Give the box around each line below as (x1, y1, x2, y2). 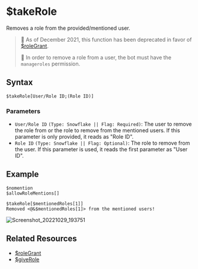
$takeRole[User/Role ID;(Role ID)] (6, 93, 94, 99)
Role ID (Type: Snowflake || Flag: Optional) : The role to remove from (14, 139, 190, 147)
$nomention (6, 185, 33, 191)
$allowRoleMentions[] (6, 190, 60, 196)
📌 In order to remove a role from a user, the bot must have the (20, 54, 172, 61)
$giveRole (14, 255, 40, 263)
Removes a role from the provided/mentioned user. (6, 24, 130, 32)
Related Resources (6, 234, 77, 244)
